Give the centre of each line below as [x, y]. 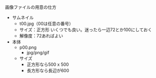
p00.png [28, 47]
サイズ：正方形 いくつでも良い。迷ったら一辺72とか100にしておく [86, 30]
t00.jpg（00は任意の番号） [46, 24]
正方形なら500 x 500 [48, 64]
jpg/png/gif [38, 52]
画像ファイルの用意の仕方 [31, 7]
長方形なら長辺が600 [48, 70]
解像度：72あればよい [41, 36]
